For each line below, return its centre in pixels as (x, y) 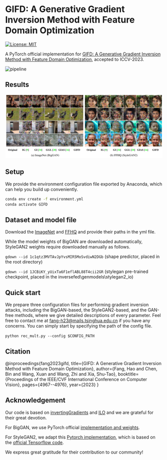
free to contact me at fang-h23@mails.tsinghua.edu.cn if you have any (78, 320)
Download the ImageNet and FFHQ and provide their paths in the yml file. (81, 232)
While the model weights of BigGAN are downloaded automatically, (74, 241)
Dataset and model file (41, 220)
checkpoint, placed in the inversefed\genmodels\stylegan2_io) (69, 277)
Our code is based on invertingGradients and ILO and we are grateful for (79, 412)
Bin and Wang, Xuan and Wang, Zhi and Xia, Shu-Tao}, (61, 374)
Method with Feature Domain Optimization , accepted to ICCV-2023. (75, 59)
